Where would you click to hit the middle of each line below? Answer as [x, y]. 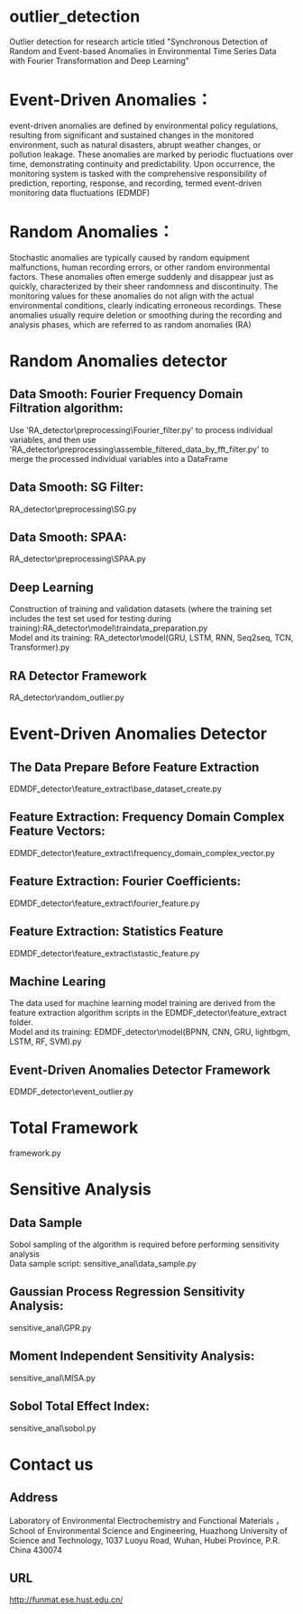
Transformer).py [40, 648]
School [23, 1530]
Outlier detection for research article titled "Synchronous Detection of [139, 42]
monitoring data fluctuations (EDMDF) [80, 192]
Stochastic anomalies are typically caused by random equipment [129, 257]
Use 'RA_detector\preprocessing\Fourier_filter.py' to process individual [141, 429]
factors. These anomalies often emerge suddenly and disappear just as [142, 276]
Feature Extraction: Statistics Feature [116, 932]
